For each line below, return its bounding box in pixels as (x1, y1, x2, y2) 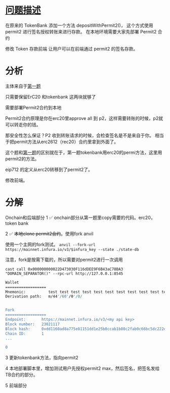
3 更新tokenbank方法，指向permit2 (5, 355, 78, 361)
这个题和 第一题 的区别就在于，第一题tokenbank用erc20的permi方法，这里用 (5, 149, 162, 155)
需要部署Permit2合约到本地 (5, 104, 62, 110)
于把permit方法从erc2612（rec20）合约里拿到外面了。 (5, 139, 119, 145)
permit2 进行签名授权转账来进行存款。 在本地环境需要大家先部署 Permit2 (5, 28, 157, 34)
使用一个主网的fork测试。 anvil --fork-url (5, 241, 96, 247)
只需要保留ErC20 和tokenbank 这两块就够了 (5, 94, 96, 100)
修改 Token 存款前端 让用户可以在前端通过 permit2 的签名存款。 (5, 46, 138, 52)
